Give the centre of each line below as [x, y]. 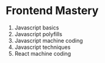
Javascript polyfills [38, 34]
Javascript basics [37, 28]
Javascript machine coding [49, 40]
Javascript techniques [42, 47]
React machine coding [43, 53]
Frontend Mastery [52, 11]
